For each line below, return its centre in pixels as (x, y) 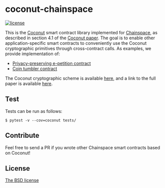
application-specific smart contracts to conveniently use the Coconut (76, 43)
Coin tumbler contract (35, 69)
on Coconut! (18, 153)
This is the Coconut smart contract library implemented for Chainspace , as (81, 32)
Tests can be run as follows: (34, 111)
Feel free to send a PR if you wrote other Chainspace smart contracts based (82, 147)
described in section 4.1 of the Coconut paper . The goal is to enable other (80, 38)
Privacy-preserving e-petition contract (52, 63)
